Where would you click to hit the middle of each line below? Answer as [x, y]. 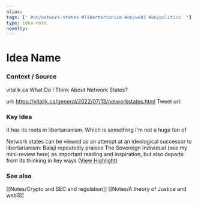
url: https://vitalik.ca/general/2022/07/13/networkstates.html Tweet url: [94, 101]
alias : [14, 12]
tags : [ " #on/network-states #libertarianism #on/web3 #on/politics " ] [99, 17]
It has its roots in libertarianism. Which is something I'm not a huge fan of [97, 130]
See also [19, 176]
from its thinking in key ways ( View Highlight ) [62, 161]
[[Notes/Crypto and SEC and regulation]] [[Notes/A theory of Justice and [97, 189]
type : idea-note [26, 23]
